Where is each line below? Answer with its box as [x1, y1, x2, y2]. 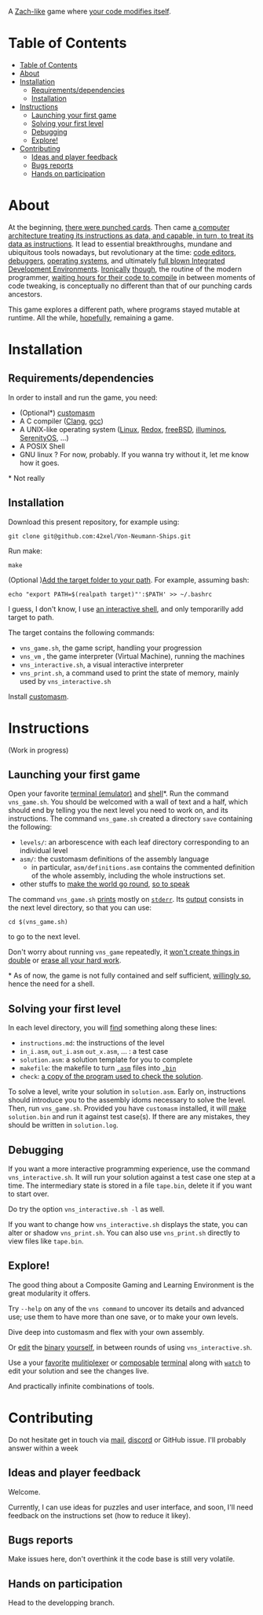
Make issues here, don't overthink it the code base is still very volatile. [8, 1554, 236, 1564]
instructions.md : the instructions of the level [19, 1038, 165, 1048]
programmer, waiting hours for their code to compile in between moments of [8, 272, 256, 282]
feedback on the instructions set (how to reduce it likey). [8, 1510, 191, 1520]
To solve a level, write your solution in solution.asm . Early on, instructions [8, 1087, 247, 1096]
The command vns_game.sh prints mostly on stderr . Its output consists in [8, 895, 244, 904]
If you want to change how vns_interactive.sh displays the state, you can [8, 1220, 248, 1229]
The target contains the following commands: [8, 627, 155, 637]
